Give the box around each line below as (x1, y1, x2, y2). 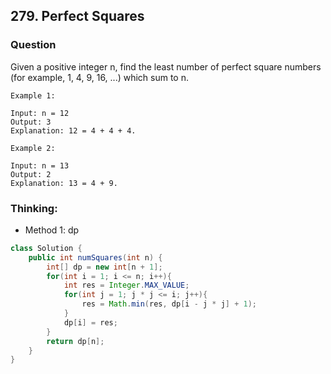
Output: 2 (10, 169, 52, 179)
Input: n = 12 (10, 108, 70, 118)
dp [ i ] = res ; (63, 317, 118, 328)
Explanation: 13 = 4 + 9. (10, 178, 118, 188)
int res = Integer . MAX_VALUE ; (63, 280, 190, 291)
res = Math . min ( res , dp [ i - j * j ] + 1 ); (81, 299, 257, 309)
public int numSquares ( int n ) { (28, 252, 163, 263)
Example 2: (10, 143, 56, 153)
